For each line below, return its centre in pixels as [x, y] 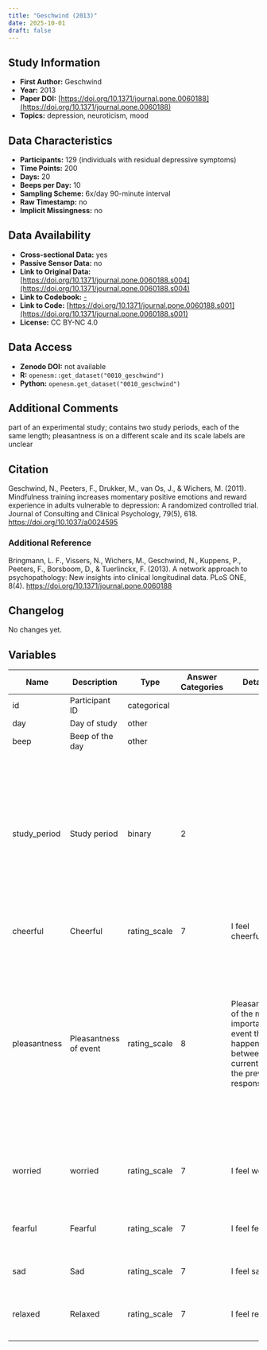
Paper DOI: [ [40, 99]
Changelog [36, 611]
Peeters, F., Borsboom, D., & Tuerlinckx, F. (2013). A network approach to [128, 569]
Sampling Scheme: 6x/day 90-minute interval [95, 193]
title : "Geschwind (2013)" [53, 16]
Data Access [41, 347]
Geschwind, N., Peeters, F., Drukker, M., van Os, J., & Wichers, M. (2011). [127, 488]
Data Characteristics [60, 140]
